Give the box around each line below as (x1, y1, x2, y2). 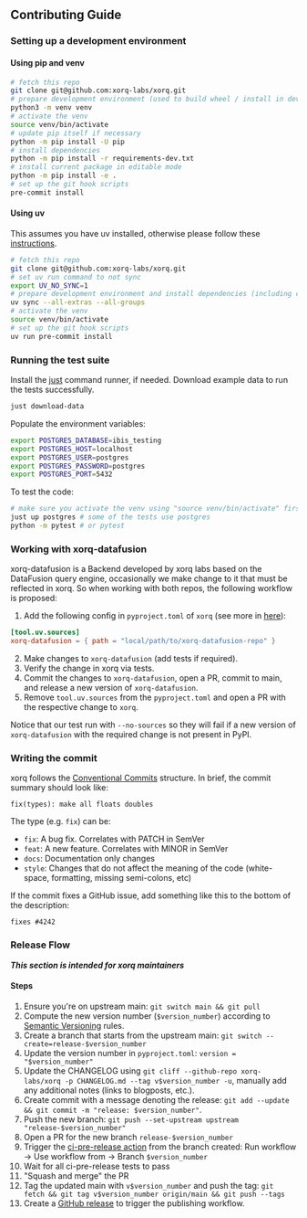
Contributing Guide (10, 7, 122, 23)
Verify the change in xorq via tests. (23, 662, 155, 673)
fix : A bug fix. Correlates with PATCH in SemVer (23, 833, 205, 844)
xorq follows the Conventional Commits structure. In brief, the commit (10, 772, 271, 784)
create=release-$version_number (23, 1039, 147, 1049)
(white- (245, 863, 273, 874)
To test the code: (10, 486, 74, 497)
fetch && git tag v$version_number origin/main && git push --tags (23, 1190, 285, 1199)
